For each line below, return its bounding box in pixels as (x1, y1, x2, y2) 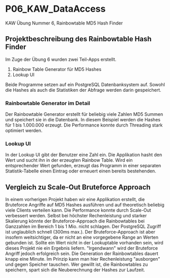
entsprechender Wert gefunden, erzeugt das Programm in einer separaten (5, 163, 161, 169)
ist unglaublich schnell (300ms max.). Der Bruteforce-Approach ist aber (5, 229, 155, 235)
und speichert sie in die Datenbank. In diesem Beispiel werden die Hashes (5, 117, 161, 123)
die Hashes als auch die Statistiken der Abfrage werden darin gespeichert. (5, 87, 161, 93)
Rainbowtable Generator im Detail (5, 99, 91, 107)
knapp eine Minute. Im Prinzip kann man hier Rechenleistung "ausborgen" (5, 256, 160, 262)
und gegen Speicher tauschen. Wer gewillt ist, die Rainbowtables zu (5, 261, 148, 268)
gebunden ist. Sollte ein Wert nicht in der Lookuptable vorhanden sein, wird (5, 240, 164, 246)
